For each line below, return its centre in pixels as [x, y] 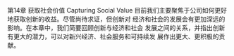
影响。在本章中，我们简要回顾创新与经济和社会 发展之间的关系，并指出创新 [116, 28]
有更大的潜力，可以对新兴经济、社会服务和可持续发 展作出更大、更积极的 [113, 36]
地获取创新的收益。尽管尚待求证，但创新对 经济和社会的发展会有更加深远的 [116, 19]
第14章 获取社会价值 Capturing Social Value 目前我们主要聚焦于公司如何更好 [117, 10]
